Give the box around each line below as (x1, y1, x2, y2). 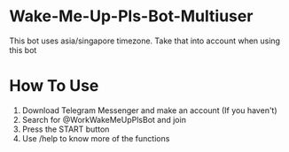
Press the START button (21, 124, 110, 134)
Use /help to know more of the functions (21, 133, 170, 143)
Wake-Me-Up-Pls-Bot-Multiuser (9, 6, 254, 27)
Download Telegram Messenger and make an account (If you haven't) (21, 104, 277, 116)
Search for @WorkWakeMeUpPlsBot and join (21, 114, 186, 125)
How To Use (9, 76, 99, 96)
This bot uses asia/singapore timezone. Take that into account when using (9, 35, 281, 46)
